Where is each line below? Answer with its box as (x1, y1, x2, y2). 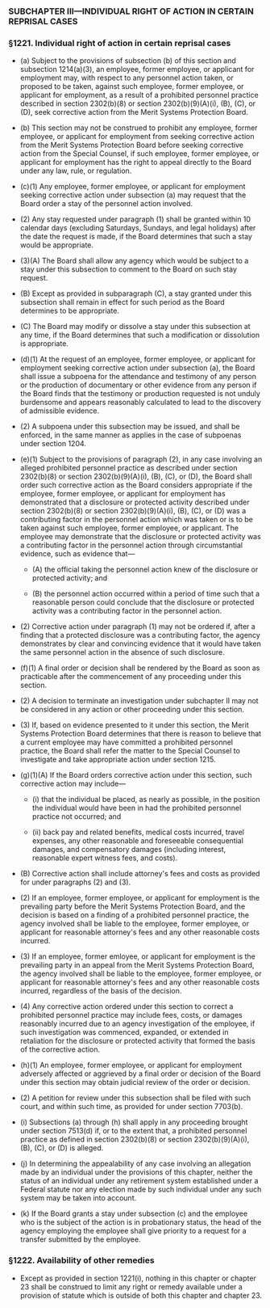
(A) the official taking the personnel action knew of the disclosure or (31, 564, 259, 575)
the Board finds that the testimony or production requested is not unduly (19, 389, 260, 399)
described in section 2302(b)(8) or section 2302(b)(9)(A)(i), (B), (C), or (19, 99, 256, 108)
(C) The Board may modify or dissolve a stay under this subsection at (19, 322, 251, 331)
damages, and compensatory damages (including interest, (31, 845, 226, 854)
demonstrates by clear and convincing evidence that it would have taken (19, 639, 262, 648)
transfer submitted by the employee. (19, 1234, 141, 1244)
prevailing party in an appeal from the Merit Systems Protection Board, (19, 960, 255, 970)
